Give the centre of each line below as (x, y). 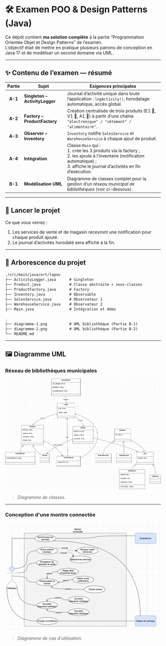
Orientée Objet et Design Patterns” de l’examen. (54, 42)
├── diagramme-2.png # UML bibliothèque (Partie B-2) (72, 329)
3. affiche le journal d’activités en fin (104, 166)
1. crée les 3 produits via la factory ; (104, 151)
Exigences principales (113, 86)
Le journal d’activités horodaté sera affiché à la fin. (64, 242)
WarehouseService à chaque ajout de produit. (112, 138)
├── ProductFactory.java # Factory (47, 289)
